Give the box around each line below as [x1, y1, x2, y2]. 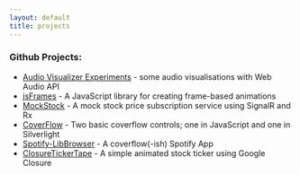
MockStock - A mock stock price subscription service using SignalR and [22, 100, 291, 110]
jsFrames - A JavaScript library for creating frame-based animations [22, 91, 277, 101]
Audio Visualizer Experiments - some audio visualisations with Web [22, 71, 272, 82]
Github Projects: [9, 51, 83, 64]
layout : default [9, 13, 70, 22]
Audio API [22, 81, 60, 92]
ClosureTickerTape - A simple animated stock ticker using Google [22, 147, 266, 158]
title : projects [9, 22, 70, 31]
